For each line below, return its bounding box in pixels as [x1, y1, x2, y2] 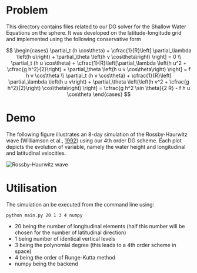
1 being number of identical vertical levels [14, 235, 116, 242]
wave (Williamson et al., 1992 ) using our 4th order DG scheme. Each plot [6, 136, 182, 144]
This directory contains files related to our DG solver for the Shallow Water [6, 23, 186, 30]
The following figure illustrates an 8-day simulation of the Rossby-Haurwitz [6, 131, 188, 138]
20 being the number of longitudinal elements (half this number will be [14, 222, 185, 229]
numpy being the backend [14, 260, 78, 267]
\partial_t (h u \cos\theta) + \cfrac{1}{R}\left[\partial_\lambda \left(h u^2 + [11, 59, 187, 66]
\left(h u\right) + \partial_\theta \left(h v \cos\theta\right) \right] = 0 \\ [16, 53, 181, 60]
